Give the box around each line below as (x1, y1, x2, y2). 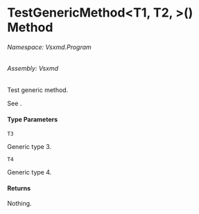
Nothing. (7, 199, 33, 208)
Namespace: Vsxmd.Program (7, 43, 92, 51)
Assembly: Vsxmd (7, 64, 59, 73)
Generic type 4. (7, 168, 52, 177)
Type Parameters (7, 115, 58, 123)
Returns (7, 184, 31, 192)
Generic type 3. (7, 143, 52, 151)
